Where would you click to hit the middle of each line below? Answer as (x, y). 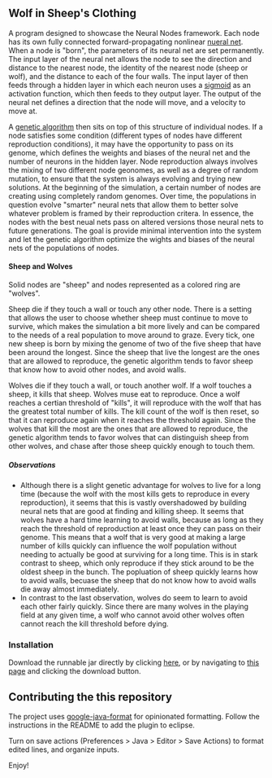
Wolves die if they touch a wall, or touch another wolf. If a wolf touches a (130, 385)
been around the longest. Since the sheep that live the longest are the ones (134, 353)
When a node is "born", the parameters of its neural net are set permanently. (136, 50)
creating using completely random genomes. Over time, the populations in (132, 196)
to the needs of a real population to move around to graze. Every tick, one (132, 335)
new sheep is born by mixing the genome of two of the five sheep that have (135, 344)
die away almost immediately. (69, 589)
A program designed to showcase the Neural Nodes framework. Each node (134, 33)
